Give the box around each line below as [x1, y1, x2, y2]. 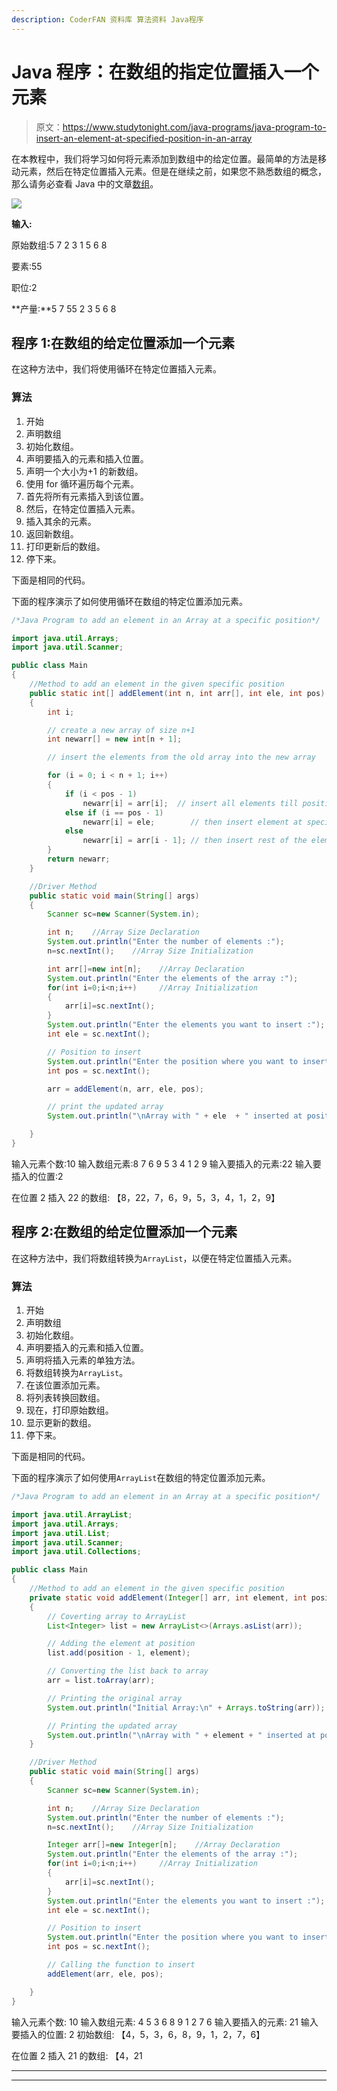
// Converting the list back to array [47, 1666, 209, 1676]
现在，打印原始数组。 [25, 1404, 114, 1416]
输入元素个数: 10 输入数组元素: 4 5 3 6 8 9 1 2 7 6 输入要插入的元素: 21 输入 [11, 2016, 319, 2028]
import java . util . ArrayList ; [11, 1509, 133, 1520]
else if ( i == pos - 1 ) [64, 807, 164, 818]
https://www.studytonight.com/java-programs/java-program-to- [62, 121, 327, 133]
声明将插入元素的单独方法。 [25, 1354, 141, 1366]
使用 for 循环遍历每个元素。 [25, 477, 140, 490]
